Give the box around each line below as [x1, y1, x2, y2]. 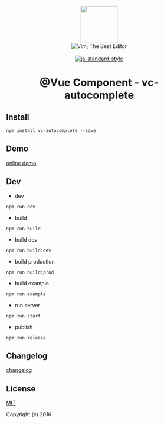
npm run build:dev [6, 248, 51, 253]
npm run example [6, 291, 46, 297]
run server [14, 301, 40, 309]
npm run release [6, 335, 46, 341]
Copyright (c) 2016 [6, 411, 52, 418]
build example [14, 280, 49, 287]
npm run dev [6, 204, 35, 210]
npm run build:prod [6, 269, 54, 275]
